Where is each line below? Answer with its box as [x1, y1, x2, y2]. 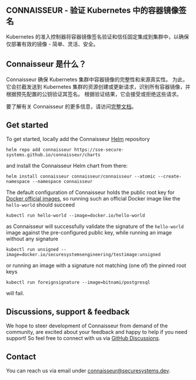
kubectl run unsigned [6, 247, 59, 253]
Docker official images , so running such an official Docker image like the [6, 195, 180, 202]
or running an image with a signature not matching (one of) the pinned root [6, 262, 187, 269]
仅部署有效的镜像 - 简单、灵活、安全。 [6, 40, 99, 47]
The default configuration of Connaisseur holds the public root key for [6, 189, 175, 196]
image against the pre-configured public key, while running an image [6, 229, 172, 236]
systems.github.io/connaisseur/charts [6, 152, 101, 158]
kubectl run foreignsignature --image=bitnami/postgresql [6, 279, 150, 285]
